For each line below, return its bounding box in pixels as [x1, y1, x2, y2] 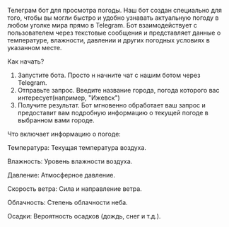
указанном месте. [7, 44, 62, 52]
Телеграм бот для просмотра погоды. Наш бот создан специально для [7, 6, 223, 14]
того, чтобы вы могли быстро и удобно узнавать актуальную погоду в [7, 13, 219, 22]
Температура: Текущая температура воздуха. [7, 144, 147, 151]
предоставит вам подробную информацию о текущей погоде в [17, 109, 209, 117]
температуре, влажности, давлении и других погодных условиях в [7, 36, 210, 45]
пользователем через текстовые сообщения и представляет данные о [7, 28, 221, 37]
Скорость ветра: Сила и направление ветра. [7, 185, 143, 193]
